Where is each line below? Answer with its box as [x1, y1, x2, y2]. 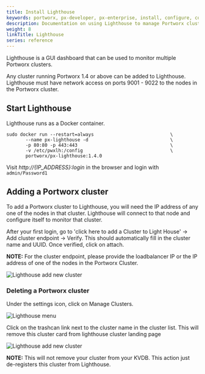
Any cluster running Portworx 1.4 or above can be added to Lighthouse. [6, 73, 186, 80]
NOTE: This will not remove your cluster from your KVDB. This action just [6, 354, 190, 361]
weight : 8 [6, 26, 32, 32]
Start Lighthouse [6, 103, 72, 114]
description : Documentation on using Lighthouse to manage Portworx [6, 20, 184, 26]
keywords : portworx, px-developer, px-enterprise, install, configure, [6, 15, 192, 21]
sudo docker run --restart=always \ [6, 131, 173, 138]
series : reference [6, 37, 53, 43]
